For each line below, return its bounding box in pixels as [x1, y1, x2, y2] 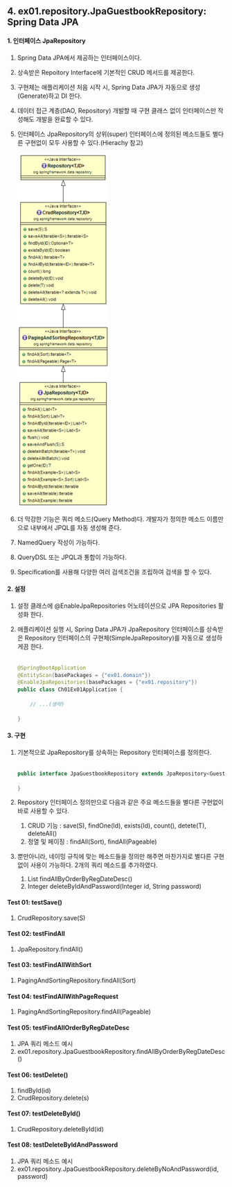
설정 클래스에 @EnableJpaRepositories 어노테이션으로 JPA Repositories [17, 601, 217, 610]
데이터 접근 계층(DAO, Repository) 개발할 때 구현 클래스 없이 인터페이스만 [17, 106, 217, 114]
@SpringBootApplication [17, 664, 87, 672]
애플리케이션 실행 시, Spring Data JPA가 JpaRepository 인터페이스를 [17, 624, 206, 633]
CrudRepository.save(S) [17, 914, 86, 922]
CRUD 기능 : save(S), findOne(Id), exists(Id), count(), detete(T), [27, 821, 206, 830]
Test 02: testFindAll [7, 930, 66, 938]
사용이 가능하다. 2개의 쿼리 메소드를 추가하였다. [30, 861, 158, 869]
